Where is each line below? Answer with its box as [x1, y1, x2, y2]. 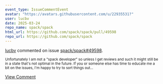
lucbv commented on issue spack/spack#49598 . [5, 47, 103, 53]
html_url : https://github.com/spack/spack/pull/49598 [5, 30, 117, 34]
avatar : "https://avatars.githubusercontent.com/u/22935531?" [5, 12, 134, 17]
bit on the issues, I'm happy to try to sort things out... [5, 65, 93, 70]
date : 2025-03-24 [5, 20, 40, 26]
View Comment [5, 74, 36, 80]
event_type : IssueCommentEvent [5, 7, 69, 12]
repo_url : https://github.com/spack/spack [5, 34, 92, 39]
